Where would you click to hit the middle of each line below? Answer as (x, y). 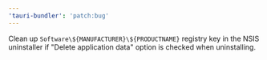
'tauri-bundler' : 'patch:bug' (59, 16)
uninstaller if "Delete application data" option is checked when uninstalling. (132, 47)
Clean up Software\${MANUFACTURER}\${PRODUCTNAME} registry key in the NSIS (134, 38)
